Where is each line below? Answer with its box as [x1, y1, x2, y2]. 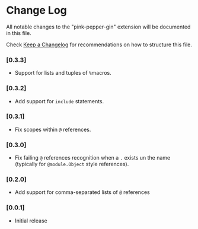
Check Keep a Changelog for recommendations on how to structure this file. [6, 41, 193, 48]
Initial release [14, 217, 47, 224]
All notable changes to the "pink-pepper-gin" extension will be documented [6, 23, 191, 30]
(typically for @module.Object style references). [14, 161, 129, 168]
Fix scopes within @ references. [14, 126, 91, 133]
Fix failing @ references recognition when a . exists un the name [14, 154, 171, 161]
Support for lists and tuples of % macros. [14, 69, 111, 77]
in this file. [6, 29, 31, 36]
